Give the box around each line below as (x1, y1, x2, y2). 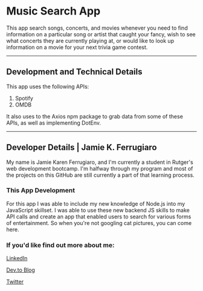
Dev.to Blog (6, 266, 35, 273)
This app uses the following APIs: (6, 83, 89, 90)
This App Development (6, 186, 76, 195)
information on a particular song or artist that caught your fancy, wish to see (6, 30, 196, 38)
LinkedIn (6, 255, 28, 262)
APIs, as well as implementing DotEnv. (6, 119, 101, 126)
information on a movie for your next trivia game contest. (6, 44, 148, 51)
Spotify (14, 94, 33, 102)
